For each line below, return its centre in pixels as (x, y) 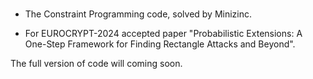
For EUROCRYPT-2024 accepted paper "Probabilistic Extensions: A (163, 34)
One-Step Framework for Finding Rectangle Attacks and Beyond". (160, 44)
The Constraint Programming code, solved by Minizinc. (138, 14)
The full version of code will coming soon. (96, 64)
